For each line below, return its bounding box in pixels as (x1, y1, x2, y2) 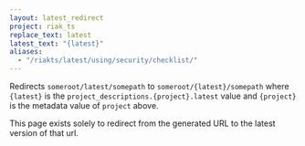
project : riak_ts (9, 22, 76, 31)
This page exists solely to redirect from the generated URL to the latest (9, 118, 276, 129)
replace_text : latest (9, 30, 92, 39)
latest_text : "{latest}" (9, 38, 104, 48)
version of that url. (9, 128, 79, 138)
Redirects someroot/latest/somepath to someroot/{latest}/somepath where (9, 81, 289, 91)
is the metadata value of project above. (9, 100, 159, 110)
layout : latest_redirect (9, 13, 104, 23)
